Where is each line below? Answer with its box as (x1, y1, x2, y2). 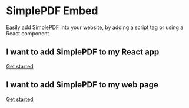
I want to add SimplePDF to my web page (6, 80, 159, 90)
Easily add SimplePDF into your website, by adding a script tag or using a (6, 24, 184, 31)
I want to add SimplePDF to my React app (6, 47, 160, 57)
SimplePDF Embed (6, 4, 98, 18)
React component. (6, 30, 51, 37)
